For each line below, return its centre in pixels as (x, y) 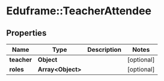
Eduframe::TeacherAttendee (79, 11)
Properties (26, 33)
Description (104, 50)
